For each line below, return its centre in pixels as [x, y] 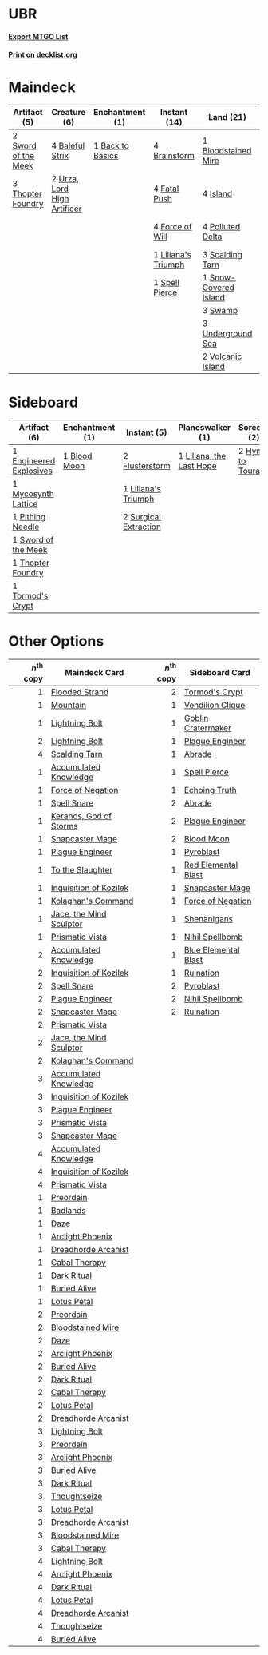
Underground [227, 334]
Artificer [67, 209]
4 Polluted [221, 227]
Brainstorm [174, 156]
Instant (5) [147, 432]
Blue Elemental [212, 949]
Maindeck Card [95, 672]
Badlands [68, 1210]
